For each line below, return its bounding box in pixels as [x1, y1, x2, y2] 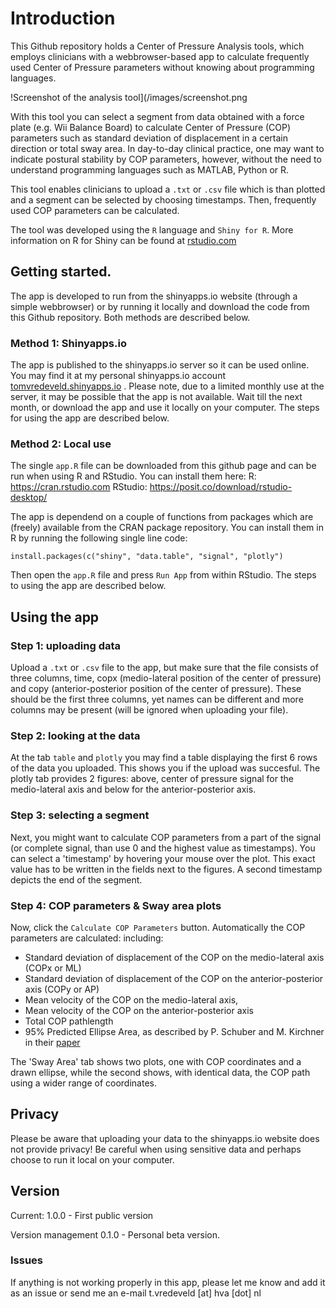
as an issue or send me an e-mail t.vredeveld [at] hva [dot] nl [10, 1287, 262, 1299]
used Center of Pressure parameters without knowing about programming [10, 61, 315, 73]
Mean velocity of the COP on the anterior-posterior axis [24, 1004, 254, 1016]
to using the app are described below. [10, 580, 167, 592]
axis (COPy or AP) [24, 983, 100, 995]
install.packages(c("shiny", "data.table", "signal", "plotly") [10, 552, 284, 562]
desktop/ [10, 492, 48, 504]
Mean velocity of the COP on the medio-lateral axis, [24, 993, 239, 1006]
